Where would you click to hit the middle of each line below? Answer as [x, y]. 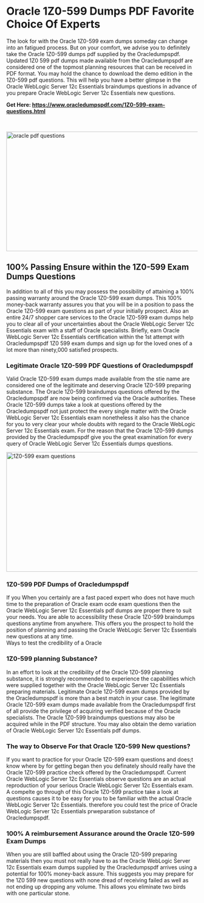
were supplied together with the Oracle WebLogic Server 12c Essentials [96, 685]
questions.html [26, 111]
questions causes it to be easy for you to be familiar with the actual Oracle [99, 798]
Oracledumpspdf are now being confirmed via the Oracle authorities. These [101, 398]
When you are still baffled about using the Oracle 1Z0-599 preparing [92, 854]
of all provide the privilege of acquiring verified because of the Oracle [93, 711]
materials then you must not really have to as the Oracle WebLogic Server [98, 861]
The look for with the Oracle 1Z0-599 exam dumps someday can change [97, 41]
